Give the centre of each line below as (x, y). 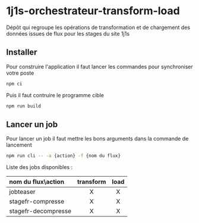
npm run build (24, 106)
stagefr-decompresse (40, 211)
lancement (19, 145)
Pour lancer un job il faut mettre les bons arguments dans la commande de (97, 139)
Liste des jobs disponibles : (40, 167)
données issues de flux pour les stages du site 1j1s (68, 33)
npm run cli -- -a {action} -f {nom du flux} (63, 156)
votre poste (20, 73)
